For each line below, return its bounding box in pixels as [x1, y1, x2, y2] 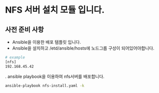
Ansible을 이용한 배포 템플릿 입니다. [12, 39, 81, 45]
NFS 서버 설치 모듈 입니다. [5, 4, 105, 16]
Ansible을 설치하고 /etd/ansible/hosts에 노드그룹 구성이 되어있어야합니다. [12, 45, 155, 51]
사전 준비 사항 [5, 25, 44, 34]
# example [5, 55, 26, 60]
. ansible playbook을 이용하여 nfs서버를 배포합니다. [5, 74, 105, 79]
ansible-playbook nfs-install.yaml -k [5, 83, 84, 88]
